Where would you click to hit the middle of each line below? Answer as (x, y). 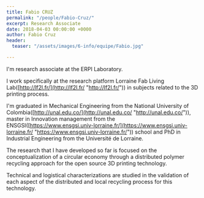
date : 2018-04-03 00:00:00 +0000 (49, 29)
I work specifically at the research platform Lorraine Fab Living (85, 81)
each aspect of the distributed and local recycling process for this (89, 181)
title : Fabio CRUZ (30, 12)
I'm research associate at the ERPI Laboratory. (65, 69)
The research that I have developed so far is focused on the (82, 150)
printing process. (28, 94)
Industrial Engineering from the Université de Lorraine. (75, 138)
